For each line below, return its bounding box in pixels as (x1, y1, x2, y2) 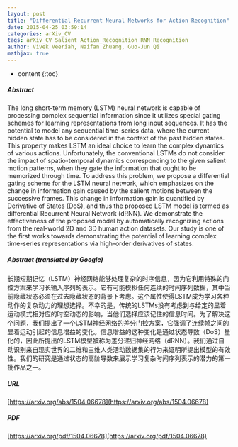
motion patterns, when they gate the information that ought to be (7, 164, 197, 172)
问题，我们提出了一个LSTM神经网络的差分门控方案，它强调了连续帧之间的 (13, 319, 229, 327)
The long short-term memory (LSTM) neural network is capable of (7, 104, 200, 112)
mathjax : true (7, 50, 50, 57)
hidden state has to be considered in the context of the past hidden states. (7, 133, 225, 142)
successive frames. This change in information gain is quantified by (7, 194, 205, 202)
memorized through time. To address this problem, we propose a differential (7, 171, 229, 180)
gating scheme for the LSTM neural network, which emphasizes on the (7, 179, 215, 187)
